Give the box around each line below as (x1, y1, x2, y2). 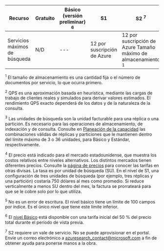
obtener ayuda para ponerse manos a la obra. (5, 240, 97, 246)
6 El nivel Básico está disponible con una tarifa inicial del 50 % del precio (5, 213, 151, 220)
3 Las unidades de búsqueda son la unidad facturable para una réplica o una (5, 115, 159, 121)
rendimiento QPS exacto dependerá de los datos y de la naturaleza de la (5, 100, 150, 106)
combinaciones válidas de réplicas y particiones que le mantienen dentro (5, 131, 152, 137)
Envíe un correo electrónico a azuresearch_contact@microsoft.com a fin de (5, 235, 157, 241)
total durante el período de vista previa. (5, 219, 84, 225)
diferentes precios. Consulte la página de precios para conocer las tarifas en (5, 162, 159, 168)
